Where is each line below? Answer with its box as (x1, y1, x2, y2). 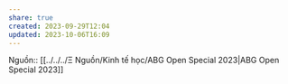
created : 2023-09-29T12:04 (8, 22, 110, 31)
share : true (8, 13, 53, 23)
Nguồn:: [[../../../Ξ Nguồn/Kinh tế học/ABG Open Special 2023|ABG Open (8, 55, 280, 66)
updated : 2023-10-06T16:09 (8, 30, 110, 39)
